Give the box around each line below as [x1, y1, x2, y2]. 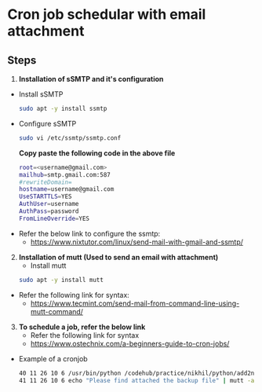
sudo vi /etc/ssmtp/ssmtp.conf [18, 134, 122, 142]
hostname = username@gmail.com [18, 185, 115, 193]
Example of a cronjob [18, 354, 88, 363]
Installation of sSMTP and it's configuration [18, 75, 164, 83]
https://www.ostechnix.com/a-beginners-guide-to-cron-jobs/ [30, 339, 230, 348]
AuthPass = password [18, 207, 79, 215]
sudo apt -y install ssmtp [18, 104, 107, 112]
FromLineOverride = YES [18, 214, 89, 222]
